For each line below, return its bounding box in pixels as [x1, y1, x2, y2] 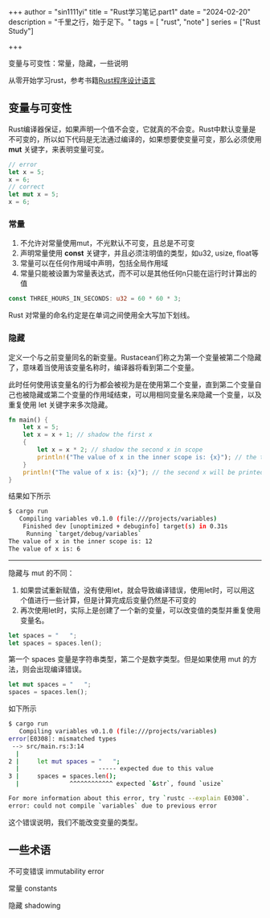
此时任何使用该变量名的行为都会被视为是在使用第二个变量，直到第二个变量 [8, 380, 255, 389]
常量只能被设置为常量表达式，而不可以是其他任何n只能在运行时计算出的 [19, 268, 257, 278]
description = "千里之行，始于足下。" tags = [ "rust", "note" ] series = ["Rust [8, 17, 261, 27]
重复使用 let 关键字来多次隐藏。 [8, 400, 112, 409]
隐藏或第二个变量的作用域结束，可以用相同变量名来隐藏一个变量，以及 [29, 389, 262, 399]
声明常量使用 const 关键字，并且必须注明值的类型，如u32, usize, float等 [19, 248, 259, 258]
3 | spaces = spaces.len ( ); [8, 772, 117, 780]
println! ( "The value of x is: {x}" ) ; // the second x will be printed [22, 468, 264, 476]
